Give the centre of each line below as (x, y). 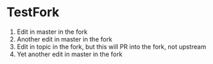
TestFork (33, 12)
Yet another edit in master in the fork (70, 54)
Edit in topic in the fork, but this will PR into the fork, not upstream (111, 46)
